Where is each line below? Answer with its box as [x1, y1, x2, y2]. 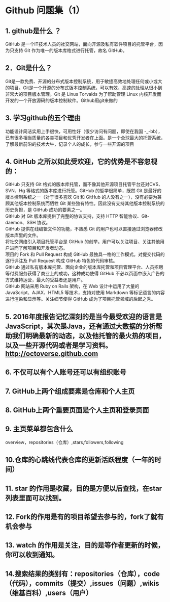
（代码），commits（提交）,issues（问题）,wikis [5, 579, 159, 588]
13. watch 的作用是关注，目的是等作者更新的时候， [5, 541, 165, 549]
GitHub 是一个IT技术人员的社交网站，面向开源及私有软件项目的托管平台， [5, 41, 159, 47]
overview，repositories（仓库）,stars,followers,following [5, 439, 124, 445]
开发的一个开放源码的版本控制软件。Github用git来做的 [5, 97, 118, 103]
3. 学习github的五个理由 [5, 114, 81, 122]
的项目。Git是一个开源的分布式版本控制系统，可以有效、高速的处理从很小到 [5, 85, 162, 91]
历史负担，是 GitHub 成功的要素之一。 [5, 207, 85, 213]
